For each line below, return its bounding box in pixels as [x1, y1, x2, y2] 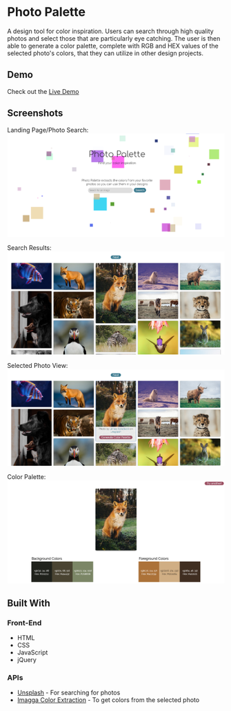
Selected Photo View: [7, 362, 68, 370]
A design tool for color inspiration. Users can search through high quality [7, 27, 214, 35]
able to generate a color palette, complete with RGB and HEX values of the [7, 41, 219, 50]
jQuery [17, 656, 37, 664]
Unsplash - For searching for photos [17, 688, 121, 697]
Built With [7, 597, 50, 609]
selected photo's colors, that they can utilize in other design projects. [7, 49, 204, 57]
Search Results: [7, 243, 52, 252]
